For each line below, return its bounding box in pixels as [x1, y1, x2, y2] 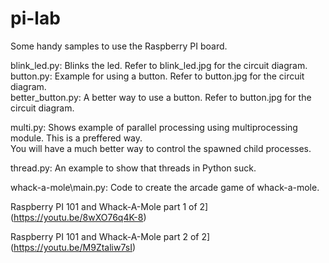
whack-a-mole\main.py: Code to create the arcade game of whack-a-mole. [10, 181, 320, 193]
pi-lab [10, 7, 61, 30]
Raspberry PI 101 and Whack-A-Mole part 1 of [10, 200, 198, 212]
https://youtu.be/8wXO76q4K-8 [13, 211, 144, 223]
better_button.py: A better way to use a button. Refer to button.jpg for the [10, 91, 312, 103]
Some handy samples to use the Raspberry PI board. [10, 40, 228, 52]
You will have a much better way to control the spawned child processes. [10, 142, 312, 154]
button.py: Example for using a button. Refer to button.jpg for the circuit [10, 70, 305, 82]
